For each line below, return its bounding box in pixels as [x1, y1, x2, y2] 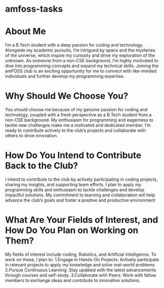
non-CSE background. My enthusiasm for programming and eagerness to [5, 117, 154, 123]
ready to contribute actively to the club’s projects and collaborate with [5, 127, 146, 133]
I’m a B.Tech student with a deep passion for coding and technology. [5, 42, 143, 48]
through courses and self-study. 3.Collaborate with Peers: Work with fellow [5, 272, 157, 278]
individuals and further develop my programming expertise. [5, 73, 125, 79]
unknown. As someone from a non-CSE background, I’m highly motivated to [5, 58, 159, 64]
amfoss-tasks [5, 3, 63, 15]
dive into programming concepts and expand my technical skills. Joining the [5, 63, 159, 69]
